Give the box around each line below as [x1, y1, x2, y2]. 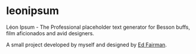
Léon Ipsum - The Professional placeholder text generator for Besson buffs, [6, 23, 190, 31]
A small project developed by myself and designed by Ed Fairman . [6, 41, 167, 48]
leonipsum [6, 4, 59, 18]
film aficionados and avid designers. [6, 29, 94, 36]
